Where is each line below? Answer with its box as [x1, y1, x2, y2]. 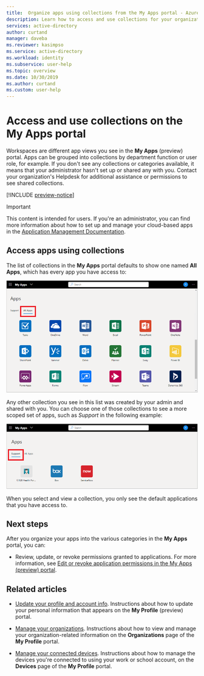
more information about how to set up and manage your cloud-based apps [6, 221, 193, 229]
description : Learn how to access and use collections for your [6, 16, 172, 23]
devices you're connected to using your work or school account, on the [15, 656, 194, 664]
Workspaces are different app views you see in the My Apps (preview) [6, 147, 183, 155]
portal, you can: [6, 541, 46, 549]
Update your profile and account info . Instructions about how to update [15, 600, 193, 608]
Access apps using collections [6, 246, 124, 256]
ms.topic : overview [6, 68, 56, 74]
